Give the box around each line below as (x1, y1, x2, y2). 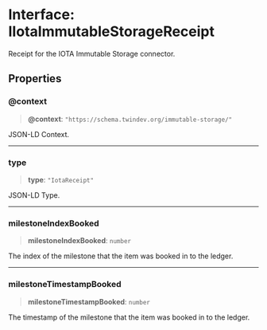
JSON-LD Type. (8, 190, 60, 200)
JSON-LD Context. (8, 129, 70, 139)
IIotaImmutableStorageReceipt (8, 22, 215, 41)
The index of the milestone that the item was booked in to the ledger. (8, 251, 234, 261)
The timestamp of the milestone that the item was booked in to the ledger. (8, 312, 250, 322)
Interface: (8, 6, 75, 24)
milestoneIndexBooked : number (27, 236, 131, 246)
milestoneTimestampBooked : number (27, 297, 151, 306)
